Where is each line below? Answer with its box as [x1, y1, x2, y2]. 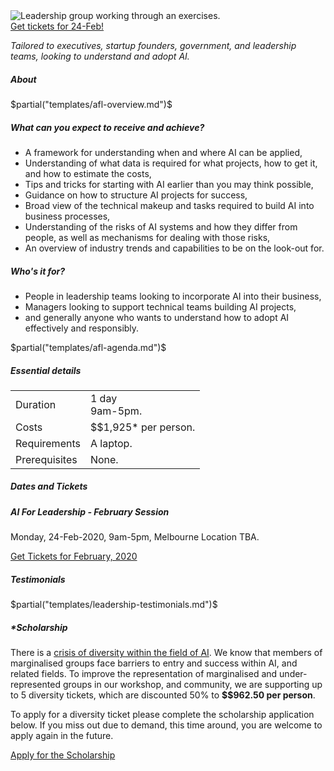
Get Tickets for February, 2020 [10, 550, 138, 563]
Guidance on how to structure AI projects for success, [24, 189, 248, 201]
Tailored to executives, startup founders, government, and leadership [10, 40, 297, 51]
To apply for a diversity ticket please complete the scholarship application [10, 709, 315, 721]
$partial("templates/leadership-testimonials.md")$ [10, 599, 218, 611]
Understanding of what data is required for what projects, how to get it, [24, 157, 318, 169]
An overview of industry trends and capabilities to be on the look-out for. [24, 242, 325, 254]
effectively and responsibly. [24, 322, 140, 334]
